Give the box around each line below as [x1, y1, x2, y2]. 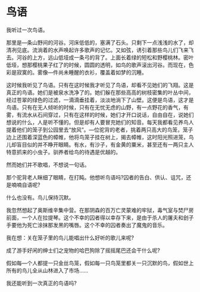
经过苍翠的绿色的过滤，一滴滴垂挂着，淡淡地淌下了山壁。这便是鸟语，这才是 [6, 96, 194, 103]
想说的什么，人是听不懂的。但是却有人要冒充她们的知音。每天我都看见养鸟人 [6, 119, 194, 126]
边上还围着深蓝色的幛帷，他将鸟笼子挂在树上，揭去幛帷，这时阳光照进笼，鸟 [6, 133, 194, 141]
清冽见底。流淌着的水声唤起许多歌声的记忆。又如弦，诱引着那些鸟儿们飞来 [6, 46, 189, 54]
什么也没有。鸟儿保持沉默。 [6, 194, 74, 201]
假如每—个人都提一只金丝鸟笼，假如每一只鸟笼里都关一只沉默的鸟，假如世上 [6, 259, 194, 266]
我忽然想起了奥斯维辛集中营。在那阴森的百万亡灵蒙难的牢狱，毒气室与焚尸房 [6, 206, 194, 213]
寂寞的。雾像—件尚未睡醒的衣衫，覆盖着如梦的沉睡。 [16, 69, 147, 76]
